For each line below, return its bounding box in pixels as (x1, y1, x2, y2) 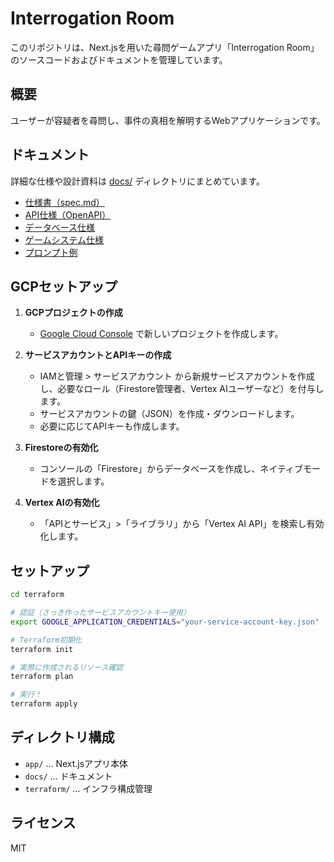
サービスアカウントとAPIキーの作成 (24, 349, 172, 361)
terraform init (10, 644, 74, 654)
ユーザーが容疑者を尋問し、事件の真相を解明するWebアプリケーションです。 (10, 114, 326, 126)
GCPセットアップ (10, 278, 118, 295)
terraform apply (10, 699, 78, 709)
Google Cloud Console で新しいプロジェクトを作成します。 (39, 328, 284, 340)
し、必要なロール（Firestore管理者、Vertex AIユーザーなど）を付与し (39, 383, 325, 395)
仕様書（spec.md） (24, 196, 105, 208)
